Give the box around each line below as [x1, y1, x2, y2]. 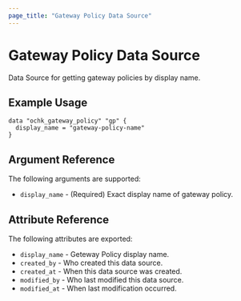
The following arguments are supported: [8, 174, 142, 184]
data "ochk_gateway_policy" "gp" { [8, 117, 127, 125]
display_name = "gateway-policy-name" [15, 124, 146, 132]
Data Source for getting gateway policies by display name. [8, 73, 201, 82]
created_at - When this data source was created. [19, 267, 183, 276]
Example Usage [8, 95, 88, 109]
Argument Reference [8, 153, 115, 167]
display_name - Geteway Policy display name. [19, 250, 170, 259]
